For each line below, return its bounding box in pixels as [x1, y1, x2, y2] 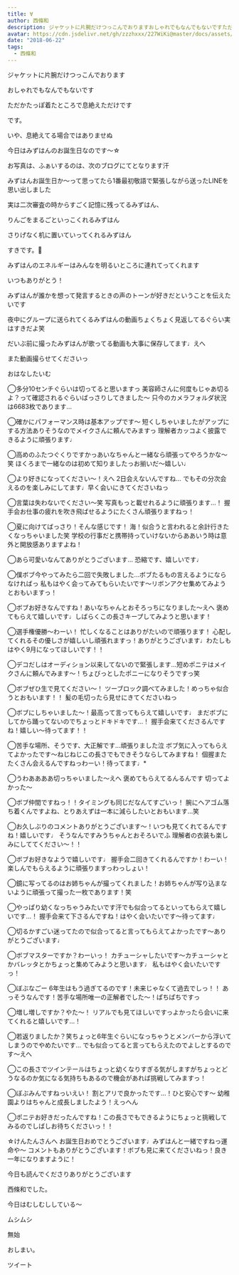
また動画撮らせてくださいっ [7, 354, 89, 363]
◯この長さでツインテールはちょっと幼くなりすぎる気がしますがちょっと [7, 1064, 222, 1073]
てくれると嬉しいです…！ [7, 1017, 82, 1025]
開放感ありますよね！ [19, 540, 83, 549]
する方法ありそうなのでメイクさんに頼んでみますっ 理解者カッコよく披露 [7, 426, 221, 435]
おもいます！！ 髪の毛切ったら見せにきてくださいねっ [19, 693, 178, 702]
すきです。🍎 [7, 245, 43, 254]
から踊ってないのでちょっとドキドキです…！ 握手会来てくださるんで [19, 716, 219, 726]
